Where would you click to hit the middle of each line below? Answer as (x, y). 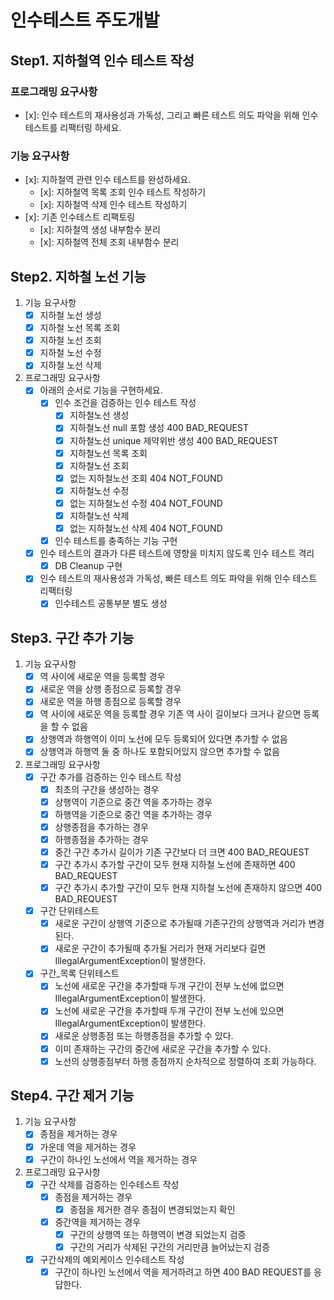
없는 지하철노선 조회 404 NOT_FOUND (146, 478)
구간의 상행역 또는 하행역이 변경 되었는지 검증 (158, 1234)
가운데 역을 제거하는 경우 (88, 1147)
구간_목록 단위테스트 (79, 973)
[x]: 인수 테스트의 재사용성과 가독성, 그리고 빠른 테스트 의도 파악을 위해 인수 (171, 115)
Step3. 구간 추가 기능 (72, 637)
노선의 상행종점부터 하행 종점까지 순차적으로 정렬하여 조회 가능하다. (185, 1061)
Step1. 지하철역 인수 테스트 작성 (102, 60)
